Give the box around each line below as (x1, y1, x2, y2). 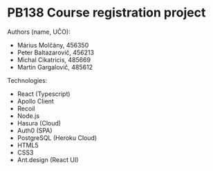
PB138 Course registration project (7, 5, 206, 21)
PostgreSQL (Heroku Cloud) (17, 133, 98, 142)
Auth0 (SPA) (17, 126, 53, 134)
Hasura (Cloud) (17, 119, 61, 127)
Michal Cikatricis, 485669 (17, 55, 91, 63)
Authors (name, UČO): (7, 28, 71, 36)
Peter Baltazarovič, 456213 (17, 48, 95, 57)
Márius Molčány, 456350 (17, 41, 89, 49)
